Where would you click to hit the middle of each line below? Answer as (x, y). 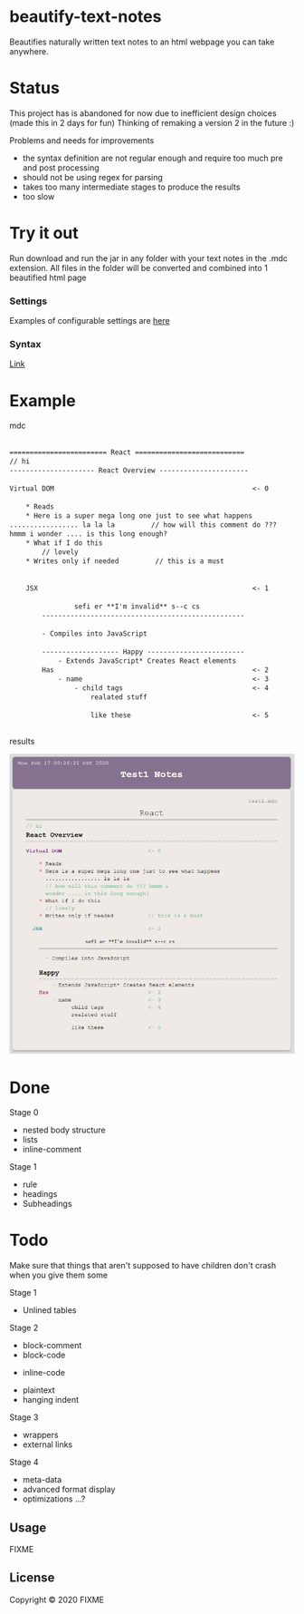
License (32, 1578)
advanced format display (69, 1490)
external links (47, 1444)
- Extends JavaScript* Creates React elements (147, 661)
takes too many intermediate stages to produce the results (131, 187)
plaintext (39, 1390)
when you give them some (59, 1275)
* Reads (40, 507)
